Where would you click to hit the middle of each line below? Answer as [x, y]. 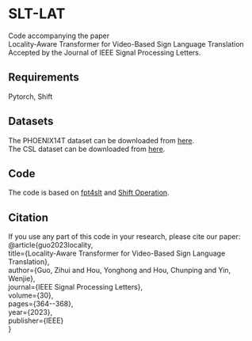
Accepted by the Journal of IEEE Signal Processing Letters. [105, 52]
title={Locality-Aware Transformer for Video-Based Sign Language [117, 253]
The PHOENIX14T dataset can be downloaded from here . [101, 140]
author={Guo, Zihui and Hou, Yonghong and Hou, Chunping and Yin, [120, 271]
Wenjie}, [22, 278]
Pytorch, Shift [31, 97]
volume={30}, [31, 296]
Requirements [44, 77]
